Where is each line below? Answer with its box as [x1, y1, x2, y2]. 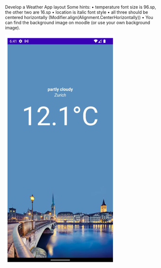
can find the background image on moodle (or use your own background [5, 19, 150, 25]
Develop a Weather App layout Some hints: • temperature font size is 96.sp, [5, 4, 156, 10]
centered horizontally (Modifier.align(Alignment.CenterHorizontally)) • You [5, 15, 154, 20]
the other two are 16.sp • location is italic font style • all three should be [5, 9, 148, 15]
